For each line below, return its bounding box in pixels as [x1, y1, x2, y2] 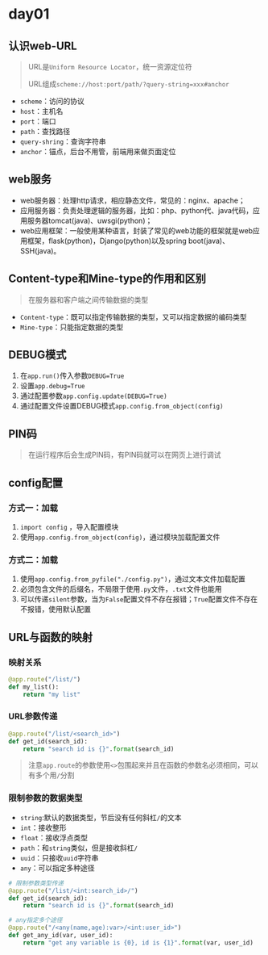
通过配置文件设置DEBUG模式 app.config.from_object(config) [19, 401, 224, 411]
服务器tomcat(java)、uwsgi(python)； [27, 216, 153, 225]
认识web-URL [8, 39, 78, 52]
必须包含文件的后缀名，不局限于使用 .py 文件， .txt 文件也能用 [19, 584, 222, 594]
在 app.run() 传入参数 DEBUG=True [19, 371, 125, 380]
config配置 [8, 475, 63, 489]
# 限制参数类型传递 [8, 879, 64, 887]
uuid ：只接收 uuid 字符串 [19, 852, 99, 862]
